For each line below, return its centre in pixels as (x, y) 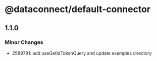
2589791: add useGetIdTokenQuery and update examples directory (82, 53)
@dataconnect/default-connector (78, 9)
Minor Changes (24, 42)
